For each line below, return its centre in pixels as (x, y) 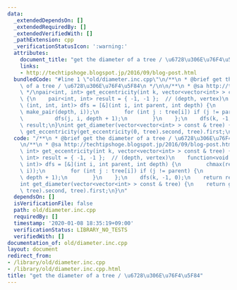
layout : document (33, 250)
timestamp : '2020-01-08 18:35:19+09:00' (74, 223)
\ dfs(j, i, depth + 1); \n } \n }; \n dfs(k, (120, 118)
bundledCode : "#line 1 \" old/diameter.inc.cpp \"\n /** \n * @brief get (118, 79)
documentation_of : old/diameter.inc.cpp (68, 243)
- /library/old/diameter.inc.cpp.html (64, 269)
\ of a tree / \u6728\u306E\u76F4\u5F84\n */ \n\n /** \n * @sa (111, 86)
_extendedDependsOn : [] (48, 20)
